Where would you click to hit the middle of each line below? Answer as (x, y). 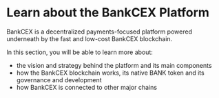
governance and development (59, 79)
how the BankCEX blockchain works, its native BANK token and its (110, 73)
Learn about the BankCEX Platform (108, 13)
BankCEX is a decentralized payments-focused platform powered (99, 32)
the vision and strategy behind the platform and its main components (114, 65)
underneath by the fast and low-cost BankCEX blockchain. (90, 38)
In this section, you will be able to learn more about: (80, 52)
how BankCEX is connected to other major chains (87, 87)
